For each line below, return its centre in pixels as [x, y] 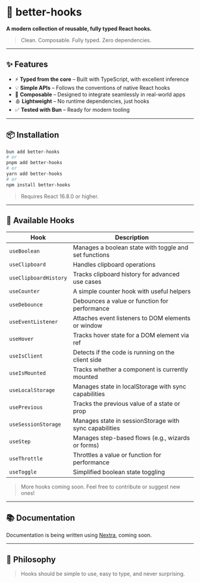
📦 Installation [33, 135]
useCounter [24, 291]
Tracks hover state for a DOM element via [131, 335]
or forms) [86, 445]
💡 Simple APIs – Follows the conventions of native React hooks [92, 87]
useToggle [23, 472]
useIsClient [26, 356]
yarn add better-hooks [34, 174]
